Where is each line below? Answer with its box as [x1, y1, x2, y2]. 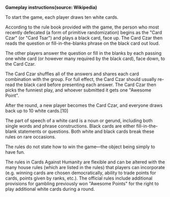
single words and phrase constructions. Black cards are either [5, 123, 135, 129]
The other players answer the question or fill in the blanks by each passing [5, 50, 162, 56]
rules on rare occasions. [5, 134, 56, 139]
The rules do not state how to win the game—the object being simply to [5, 144, 155, 150]
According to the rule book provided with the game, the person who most [5, 24, 159, 30]
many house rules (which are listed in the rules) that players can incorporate [5, 164, 165, 170]
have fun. [5, 149, 25, 155]
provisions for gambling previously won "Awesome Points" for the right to [5, 181, 159, 186]
